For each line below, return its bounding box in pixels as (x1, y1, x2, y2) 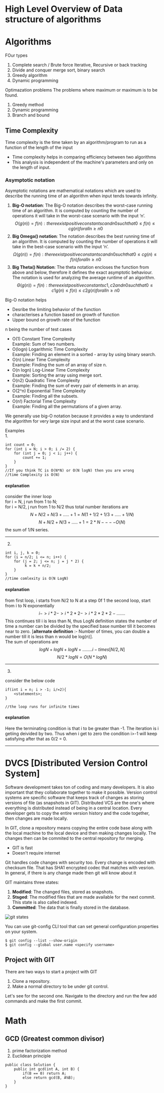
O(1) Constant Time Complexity (12, 336, 76, 342)
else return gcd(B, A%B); (22, 1075, 76, 1080)
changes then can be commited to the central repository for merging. (5, 835, 144, 841)
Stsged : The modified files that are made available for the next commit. (12, 894, 156, 900)
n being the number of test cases (5, 327, 72, 333)
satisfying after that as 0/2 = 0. (5, 736, 67, 741)
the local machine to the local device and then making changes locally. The (5, 830, 156, 836)
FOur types (5, 52, 28, 58)
